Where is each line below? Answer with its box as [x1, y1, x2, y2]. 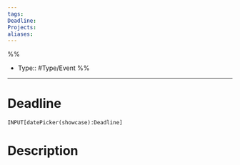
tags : [7, 10, 24, 18]
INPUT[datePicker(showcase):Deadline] [7, 119, 123, 126]
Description [7, 143, 79, 159]
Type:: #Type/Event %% [17, 64, 90, 72]
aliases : [7, 30, 34, 38]
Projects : [7, 24, 37, 31]
